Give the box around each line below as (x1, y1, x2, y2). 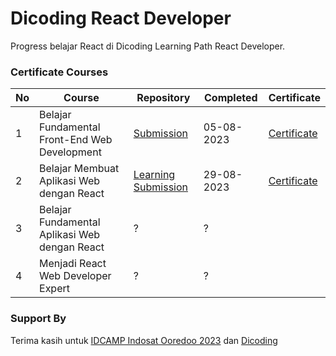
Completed (203, 91, 258, 105)
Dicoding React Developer (10, 7, 232, 30)
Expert (39, 282, 70, 296)
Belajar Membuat (39, 162, 120, 176)
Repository (136, 91, 191, 105)
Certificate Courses (10, 65, 109, 79)
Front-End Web (39, 133, 113, 147)
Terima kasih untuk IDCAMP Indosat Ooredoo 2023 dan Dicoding (10, 334, 278, 346)
